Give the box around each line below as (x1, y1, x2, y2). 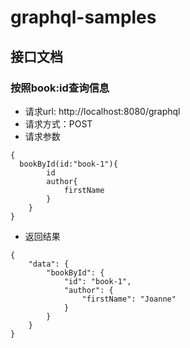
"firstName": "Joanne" (81, 294, 177, 304)
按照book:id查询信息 (10, 81, 110, 95)
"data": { (28, 259, 70, 269)
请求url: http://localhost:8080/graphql (24, 105, 181, 117)
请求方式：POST (24, 117, 93, 130)
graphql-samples (10, 6, 157, 29)
